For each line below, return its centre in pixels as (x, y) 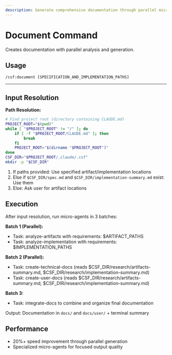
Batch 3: (15, 293)
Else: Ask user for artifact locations (50, 188)
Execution (22, 204)
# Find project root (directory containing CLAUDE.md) (65, 120)
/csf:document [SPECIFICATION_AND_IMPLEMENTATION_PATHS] (67, 77)
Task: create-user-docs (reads (45, 278)
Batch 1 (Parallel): (24, 226)
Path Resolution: (23, 110)
